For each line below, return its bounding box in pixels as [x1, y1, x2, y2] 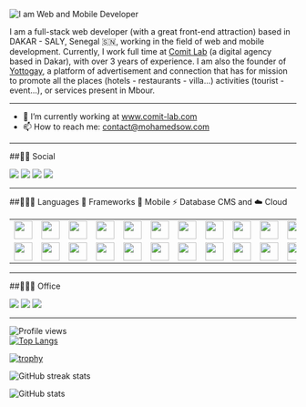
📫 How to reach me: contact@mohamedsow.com [22, 121, 210, 132]
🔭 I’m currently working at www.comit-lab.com [22, 111, 198, 122]
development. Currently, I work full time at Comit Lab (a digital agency [9, 46, 272, 56]
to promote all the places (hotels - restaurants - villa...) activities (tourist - [9, 76, 285, 86]
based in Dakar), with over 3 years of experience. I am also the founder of [9, 56, 287, 66]
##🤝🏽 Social [9, 151, 56, 161]
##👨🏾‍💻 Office [9, 280, 61, 291]
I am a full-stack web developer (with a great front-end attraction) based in [9, 26, 291, 36]
